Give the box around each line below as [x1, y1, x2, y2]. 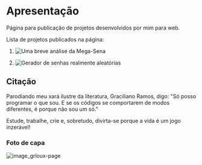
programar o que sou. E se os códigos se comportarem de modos [6, 99, 170, 106]
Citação [6, 76, 36, 87]
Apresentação [6, 4, 80, 18]
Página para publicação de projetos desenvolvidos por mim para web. [6, 24, 180, 31]
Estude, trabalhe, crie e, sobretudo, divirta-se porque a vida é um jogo [6, 117, 181, 124]
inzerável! [6, 123, 31, 131]
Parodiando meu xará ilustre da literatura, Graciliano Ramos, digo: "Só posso [6, 92, 197, 100]
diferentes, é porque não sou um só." [6, 105, 98, 113]
